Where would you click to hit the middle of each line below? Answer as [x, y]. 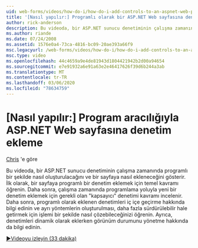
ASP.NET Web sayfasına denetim [89, 130]
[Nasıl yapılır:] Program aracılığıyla [93, 118]
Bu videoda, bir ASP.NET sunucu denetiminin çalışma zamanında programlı [97, 170]
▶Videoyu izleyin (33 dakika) [42, 238]
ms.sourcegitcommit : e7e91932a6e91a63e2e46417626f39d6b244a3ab [85, 66]
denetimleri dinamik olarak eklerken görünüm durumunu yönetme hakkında [97, 221]
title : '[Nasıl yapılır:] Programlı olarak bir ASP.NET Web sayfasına [95, 17]
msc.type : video [26, 56]
